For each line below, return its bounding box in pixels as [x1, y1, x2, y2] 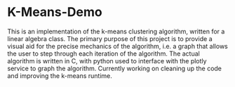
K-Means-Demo [7, 4, 103, 20]
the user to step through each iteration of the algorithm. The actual [7, 49, 200, 58]
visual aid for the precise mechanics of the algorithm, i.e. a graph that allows [7, 42, 228, 50]
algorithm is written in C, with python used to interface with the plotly [7, 56, 207, 65]
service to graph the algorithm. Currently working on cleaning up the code [7, 64, 222, 72]
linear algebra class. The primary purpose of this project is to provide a [7, 34, 213, 42]
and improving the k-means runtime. [7, 71, 112, 80]
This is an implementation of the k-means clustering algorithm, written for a [7, 27, 225, 35]
